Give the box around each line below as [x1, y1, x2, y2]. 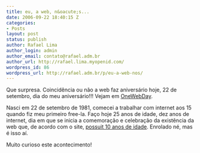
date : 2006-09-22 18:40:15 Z [6, 14, 79, 20]
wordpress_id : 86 [6, 64, 50, 71]
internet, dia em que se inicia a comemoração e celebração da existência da [6, 117, 195, 124]
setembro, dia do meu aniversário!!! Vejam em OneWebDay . [6, 93, 153, 100]
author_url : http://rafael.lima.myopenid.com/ [6, 59, 125, 65]
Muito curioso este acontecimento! [6, 141, 92, 148]
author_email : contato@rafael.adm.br [6, 53, 101, 59]
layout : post [6, 31, 39, 37]
